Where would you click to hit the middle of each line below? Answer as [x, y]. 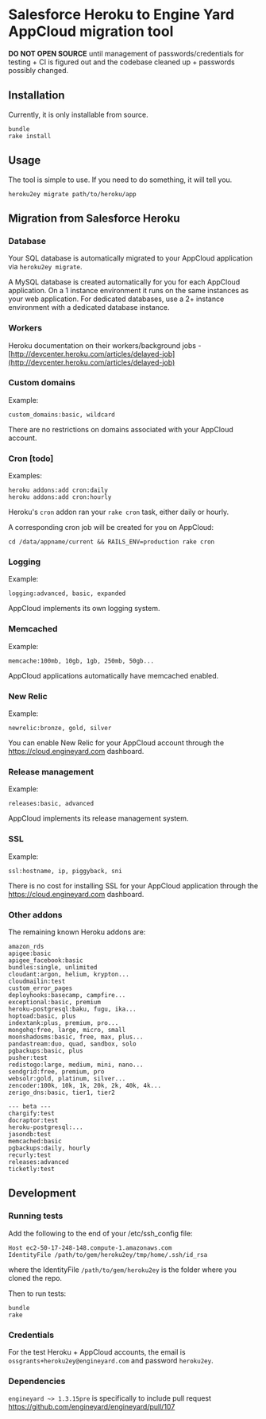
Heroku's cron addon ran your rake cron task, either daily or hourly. [119, 512]
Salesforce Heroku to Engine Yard [121, 15]
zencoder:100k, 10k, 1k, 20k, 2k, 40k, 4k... [85, 1085]
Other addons [35, 914]
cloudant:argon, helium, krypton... [69, 974]
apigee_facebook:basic [46, 960]
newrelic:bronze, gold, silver [60, 729]
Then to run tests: [37, 1293]
